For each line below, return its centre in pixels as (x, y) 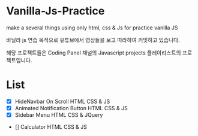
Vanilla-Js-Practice (55, 11)
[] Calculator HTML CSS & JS (51, 127)
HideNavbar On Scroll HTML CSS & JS (62, 101)
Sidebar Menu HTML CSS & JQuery (59, 115)
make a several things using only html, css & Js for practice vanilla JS (92, 28)
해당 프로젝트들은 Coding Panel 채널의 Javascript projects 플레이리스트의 (94, 53)
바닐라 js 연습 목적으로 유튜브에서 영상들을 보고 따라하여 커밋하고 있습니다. (93, 40)
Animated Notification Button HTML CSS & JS (71, 108)
